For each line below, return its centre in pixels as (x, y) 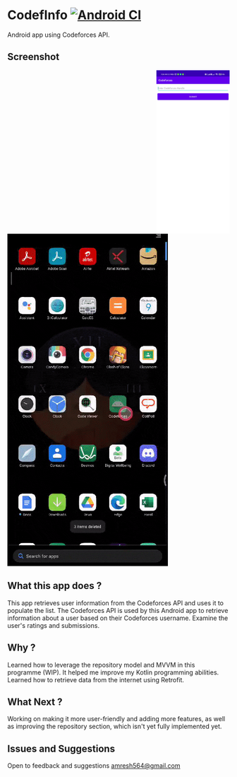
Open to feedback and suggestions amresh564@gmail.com (94, 766)
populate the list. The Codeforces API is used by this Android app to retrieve (118, 610)
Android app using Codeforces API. (59, 35)
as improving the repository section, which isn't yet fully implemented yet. (115, 726)
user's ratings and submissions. (54, 625)
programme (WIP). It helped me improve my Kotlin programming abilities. (113, 672)
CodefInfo (38, 15)
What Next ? (35, 702)
